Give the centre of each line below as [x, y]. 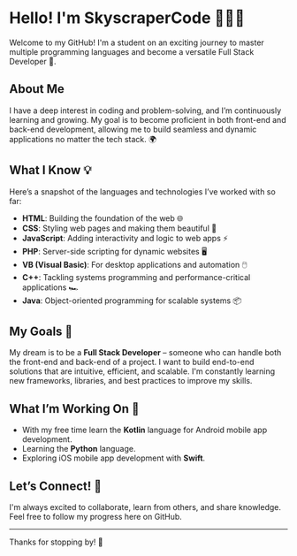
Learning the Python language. [79, 449]
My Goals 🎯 [41, 331]
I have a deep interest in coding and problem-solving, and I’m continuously [145, 110]
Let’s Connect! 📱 [56, 486]
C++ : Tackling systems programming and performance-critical [136, 277]
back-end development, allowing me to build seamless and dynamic [133, 129]
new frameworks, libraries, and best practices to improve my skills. [131, 381]
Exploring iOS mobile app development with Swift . [114, 458]
